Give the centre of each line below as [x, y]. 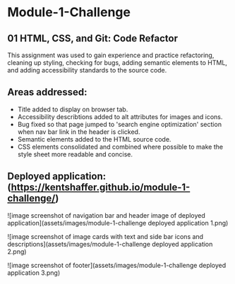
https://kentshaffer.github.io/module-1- [101, 187]
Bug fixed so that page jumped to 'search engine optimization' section [120, 124]
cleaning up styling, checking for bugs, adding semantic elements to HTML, [117, 63]
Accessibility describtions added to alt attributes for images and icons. [120, 116]
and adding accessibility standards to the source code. [87, 70]
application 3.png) [34, 273]
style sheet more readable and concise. [75, 154]
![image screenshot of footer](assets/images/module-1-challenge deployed [117, 265]
